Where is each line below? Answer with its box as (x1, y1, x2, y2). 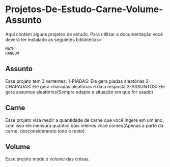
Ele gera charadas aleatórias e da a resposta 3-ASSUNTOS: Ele (32, 83, 165, 89)
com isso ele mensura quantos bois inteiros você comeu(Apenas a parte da (5, 122, 164, 128)
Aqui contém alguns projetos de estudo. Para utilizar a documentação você (5, 31, 163, 37)
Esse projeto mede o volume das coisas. (5, 156, 90, 162)
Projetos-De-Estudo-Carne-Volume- (5, 4, 163, 15)
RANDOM (5, 51, 19, 56)
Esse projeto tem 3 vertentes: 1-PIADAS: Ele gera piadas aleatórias (5, 78, 145, 84)
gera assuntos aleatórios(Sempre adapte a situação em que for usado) (5, 89, 154, 95)
